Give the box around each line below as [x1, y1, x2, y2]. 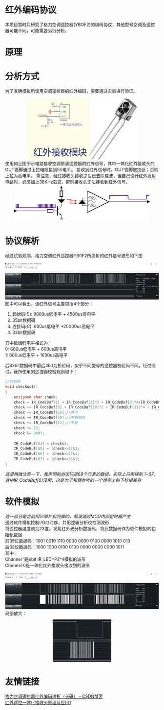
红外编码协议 [5, 4, 57, 16]
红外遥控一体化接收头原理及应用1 [5, 699, 71, 705]
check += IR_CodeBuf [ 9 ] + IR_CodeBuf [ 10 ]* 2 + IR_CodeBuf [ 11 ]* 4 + [14, 405, 150, 410]
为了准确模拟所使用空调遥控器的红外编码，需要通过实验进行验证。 [5, 88, 138, 94]
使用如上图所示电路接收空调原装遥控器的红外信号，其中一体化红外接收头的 [5, 161, 155, 166]
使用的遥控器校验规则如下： [21, 369, 78, 375]
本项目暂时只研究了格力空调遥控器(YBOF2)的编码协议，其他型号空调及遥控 [5, 22, 155, 27]
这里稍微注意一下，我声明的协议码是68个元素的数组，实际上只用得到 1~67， [5, 471, 158, 477]
